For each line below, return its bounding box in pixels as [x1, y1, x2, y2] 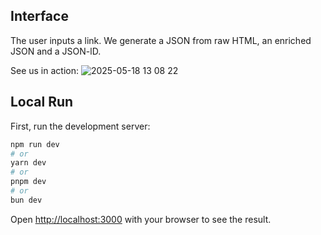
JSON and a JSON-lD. [10, 45, 102, 57]
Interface [10, 8, 69, 25]
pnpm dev [10, 177, 47, 187]
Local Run [10, 94, 74, 111]
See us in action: [10, 64, 79, 76]
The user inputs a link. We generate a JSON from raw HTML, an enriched [10, 34, 312, 46]
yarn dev [10, 158, 47, 168]
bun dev [10, 195, 43, 205]
